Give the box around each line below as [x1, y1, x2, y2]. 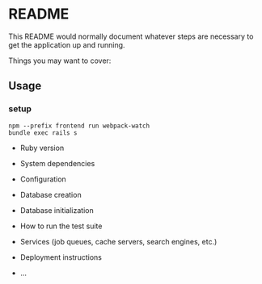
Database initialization [19, 205, 95, 215]
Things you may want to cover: [8, 56, 112, 65]
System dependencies [19, 158, 95, 168]
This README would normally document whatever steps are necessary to [8, 31, 254, 41]
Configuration [19, 174, 66, 184]
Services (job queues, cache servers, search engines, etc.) [19, 236, 218, 246]
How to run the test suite [19, 221, 103, 231]
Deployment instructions [19, 252, 103, 262]
